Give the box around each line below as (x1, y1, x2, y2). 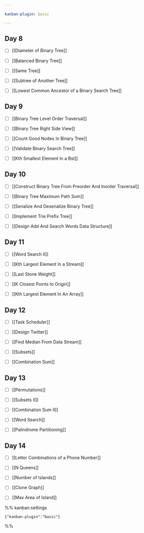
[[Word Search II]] (11, 251, 49, 257)
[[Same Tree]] (11, 68, 41, 74)
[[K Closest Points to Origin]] (11, 281, 71, 287)
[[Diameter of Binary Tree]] (11, 48, 67, 54)
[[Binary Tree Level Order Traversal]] (11, 115, 87, 121)
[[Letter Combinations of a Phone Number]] (11, 455, 101, 461)
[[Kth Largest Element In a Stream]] (11, 261, 84, 267)
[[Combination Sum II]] (11, 407, 58, 413)
